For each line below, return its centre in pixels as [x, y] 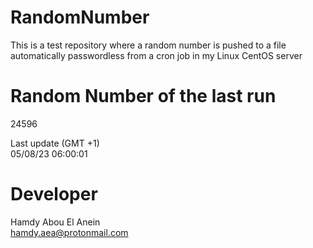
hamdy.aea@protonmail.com [69, 232]
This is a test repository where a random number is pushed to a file [148, 45]
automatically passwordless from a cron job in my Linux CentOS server [156, 55]
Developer [54, 194]
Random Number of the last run [143, 96]
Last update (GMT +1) [55, 143]
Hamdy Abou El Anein [55, 222]
